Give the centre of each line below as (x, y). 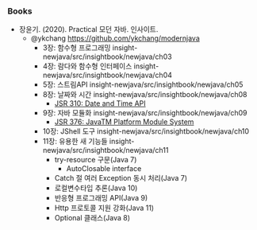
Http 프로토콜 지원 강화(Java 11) (104, 208)
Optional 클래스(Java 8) (92, 218)
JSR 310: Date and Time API (100, 103)
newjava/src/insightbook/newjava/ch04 (107, 75)
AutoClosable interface (104, 169)
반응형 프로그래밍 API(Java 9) (101, 198)
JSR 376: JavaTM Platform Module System (124, 122)
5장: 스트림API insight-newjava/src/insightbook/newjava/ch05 (143, 84)
